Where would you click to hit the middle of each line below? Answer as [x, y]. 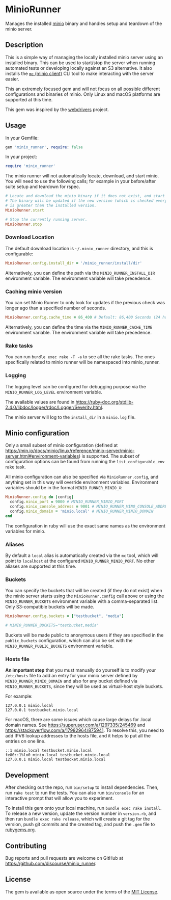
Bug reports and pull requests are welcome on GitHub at [64, 858]
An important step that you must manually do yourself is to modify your [81, 670]
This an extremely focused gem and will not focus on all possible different [83, 89]
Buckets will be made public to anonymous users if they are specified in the [84, 635]
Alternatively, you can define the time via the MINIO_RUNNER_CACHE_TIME [79, 327]
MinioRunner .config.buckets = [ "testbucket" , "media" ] [65, 616]
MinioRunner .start [25, 210]
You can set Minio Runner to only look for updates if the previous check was [85, 303]
